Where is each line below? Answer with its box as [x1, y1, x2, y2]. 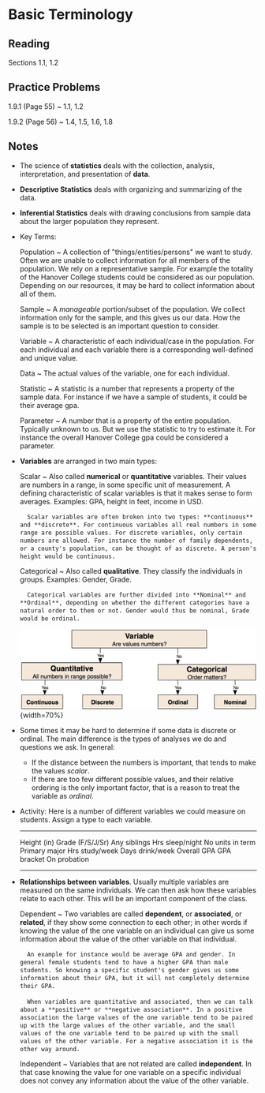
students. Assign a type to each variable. [19, 815, 153, 825]
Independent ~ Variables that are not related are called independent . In [19, 1059, 252, 1069]
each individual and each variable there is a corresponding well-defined [19, 345, 254, 354]
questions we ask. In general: [19, 743, 116, 752]
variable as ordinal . [31, 792, 94, 801]
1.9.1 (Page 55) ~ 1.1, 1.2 [8, 101, 84, 111]
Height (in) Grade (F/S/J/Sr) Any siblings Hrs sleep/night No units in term [19, 838, 256, 848]
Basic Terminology [8, 6, 133, 24]
